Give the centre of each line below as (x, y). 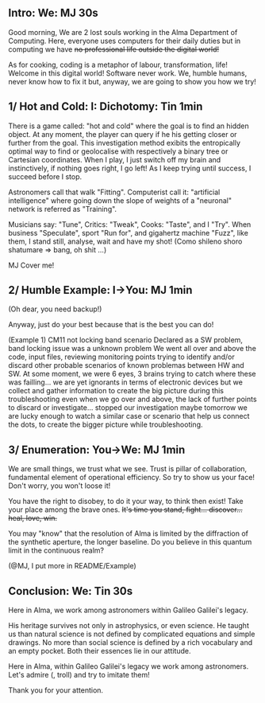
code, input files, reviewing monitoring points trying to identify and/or (122, 357)
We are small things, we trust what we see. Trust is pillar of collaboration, (128, 469)
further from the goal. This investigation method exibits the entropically (124, 143)
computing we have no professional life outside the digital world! (114, 49)
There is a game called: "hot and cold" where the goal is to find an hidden (129, 126)
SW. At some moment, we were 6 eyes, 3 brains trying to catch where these (132, 374)
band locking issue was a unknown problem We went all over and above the (132, 349)
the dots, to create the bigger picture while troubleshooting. (106, 424)
